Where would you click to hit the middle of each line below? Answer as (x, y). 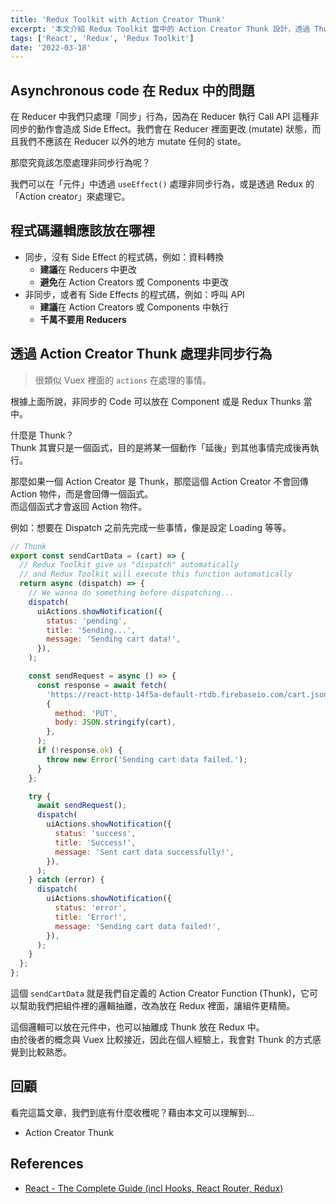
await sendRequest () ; (82, 806)
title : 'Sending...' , (91, 630)
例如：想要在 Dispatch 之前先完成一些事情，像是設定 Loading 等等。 (151, 527)
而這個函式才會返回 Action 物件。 (79, 506)
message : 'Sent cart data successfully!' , (144, 852)
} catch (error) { (66, 880)
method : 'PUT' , (86, 713)
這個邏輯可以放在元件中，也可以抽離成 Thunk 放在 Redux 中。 (137, 1027)
